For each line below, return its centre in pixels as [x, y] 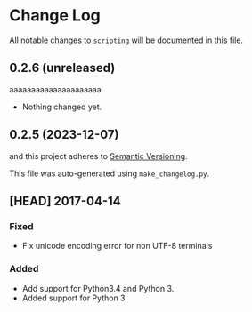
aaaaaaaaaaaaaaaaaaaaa [56, 89]
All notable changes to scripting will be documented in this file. [126, 40]
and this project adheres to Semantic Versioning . [99, 156]
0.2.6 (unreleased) [62, 68]
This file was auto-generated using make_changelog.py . [110, 173]
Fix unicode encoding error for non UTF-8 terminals [117, 246]
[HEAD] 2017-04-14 [65, 201]
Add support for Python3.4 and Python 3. [98, 288]
